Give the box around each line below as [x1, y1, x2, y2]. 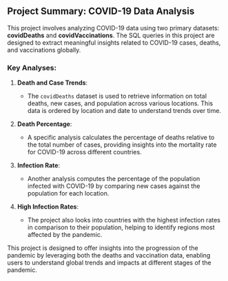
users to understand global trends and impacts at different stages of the [7, 258, 211, 267]
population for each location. [27, 189, 110, 198]
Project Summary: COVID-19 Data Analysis [7, 6, 195, 17]
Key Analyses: [7, 63, 57, 72]
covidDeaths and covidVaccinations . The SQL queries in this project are [7, 31, 215, 39]
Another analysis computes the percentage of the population [27, 175, 200, 183]
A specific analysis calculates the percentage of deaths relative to [27, 134, 215, 142]
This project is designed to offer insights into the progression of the [7, 244, 198, 252]
